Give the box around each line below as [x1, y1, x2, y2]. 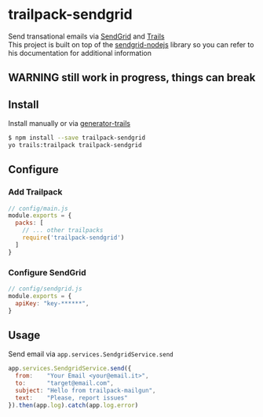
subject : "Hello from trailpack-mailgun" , [15, 386, 156, 394]
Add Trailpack [8, 186, 63, 197]
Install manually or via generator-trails [8, 119, 131, 128]
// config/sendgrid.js [8, 285, 82, 293]
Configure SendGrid [8, 267, 86, 278]
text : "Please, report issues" [15, 393, 128, 402]
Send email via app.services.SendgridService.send [8, 349, 174, 359]
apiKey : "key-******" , [15, 299, 89, 308]
